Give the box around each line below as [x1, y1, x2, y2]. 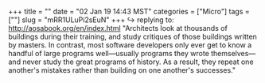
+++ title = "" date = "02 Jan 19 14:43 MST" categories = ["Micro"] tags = [8, 7, 250, 16]
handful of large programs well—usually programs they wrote [8, 49, 209, 58]
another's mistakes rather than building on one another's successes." [8, 66, 236, 74]
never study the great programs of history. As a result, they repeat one [22, 57, 254, 66]
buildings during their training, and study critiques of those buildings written [8, 32, 257, 41]
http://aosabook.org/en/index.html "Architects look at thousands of [8, 24, 228, 32]
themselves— [210, 49, 256, 58]
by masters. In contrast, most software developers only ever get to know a [8, 40, 252, 50]
